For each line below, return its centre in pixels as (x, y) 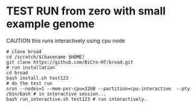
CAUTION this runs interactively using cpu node (66, 40)
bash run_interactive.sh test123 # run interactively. (77, 99)
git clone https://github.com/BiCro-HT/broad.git (70, 62)
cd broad (17, 73)
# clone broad (24, 52)
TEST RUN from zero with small (86, 11)
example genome (50, 24)
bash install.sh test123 (37, 78)
